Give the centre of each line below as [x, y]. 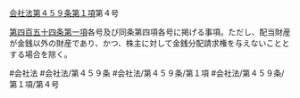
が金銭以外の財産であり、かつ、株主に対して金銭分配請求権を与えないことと [150, 43]
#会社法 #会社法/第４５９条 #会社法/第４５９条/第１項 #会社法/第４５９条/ [147, 73]
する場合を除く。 [41, 54]
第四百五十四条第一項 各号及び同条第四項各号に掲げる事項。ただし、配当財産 [150, 32]
